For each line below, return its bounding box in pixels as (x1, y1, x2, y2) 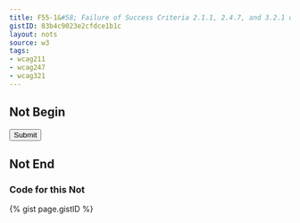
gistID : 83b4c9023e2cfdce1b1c (9, 21, 122, 30)
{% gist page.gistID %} (9, 203, 94, 215)
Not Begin (9, 105, 65, 120)
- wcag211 (9, 55, 46, 64)
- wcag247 (9, 64, 46, 73)
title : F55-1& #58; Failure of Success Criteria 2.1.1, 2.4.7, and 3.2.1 (9, 13, 286, 22)
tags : (9, 47, 29, 56)
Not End (9, 156, 55, 171)
